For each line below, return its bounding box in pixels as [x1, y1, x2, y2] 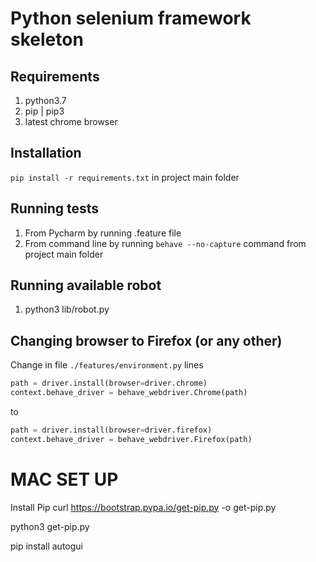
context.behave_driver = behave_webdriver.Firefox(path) [10, 434, 253, 444]
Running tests [10, 200, 100, 217]
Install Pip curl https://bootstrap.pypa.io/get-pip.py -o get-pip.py [10, 501, 277, 513]
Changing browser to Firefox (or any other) [10, 332, 283, 349]
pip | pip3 [24, 105, 65, 117]
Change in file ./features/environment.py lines [10, 359, 204, 371]
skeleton [10, 28, 84, 51]
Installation [10, 145, 82, 162]
